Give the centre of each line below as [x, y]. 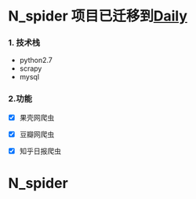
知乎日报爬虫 [40, 151]
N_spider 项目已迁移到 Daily [98, 16]
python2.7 [36, 61]
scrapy [31, 68]
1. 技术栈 [24, 42]
